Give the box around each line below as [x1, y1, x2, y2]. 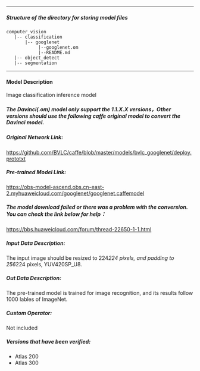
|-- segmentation [14, 60, 58, 66]
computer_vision [6, 29, 46, 34]
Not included [6, 325, 38, 332]
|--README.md [37, 49, 70, 55]
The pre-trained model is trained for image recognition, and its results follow [6, 290, 193, 297]
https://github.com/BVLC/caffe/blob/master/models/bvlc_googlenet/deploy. [6, 149, 192, 156]
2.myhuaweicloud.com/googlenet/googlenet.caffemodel [6, 190, 145, 197]
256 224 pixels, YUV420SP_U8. [6, 261, 82, 268]
